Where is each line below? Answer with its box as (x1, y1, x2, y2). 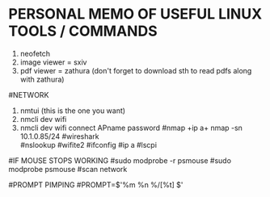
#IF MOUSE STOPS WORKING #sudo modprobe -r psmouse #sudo (8, 155, 232, 166)
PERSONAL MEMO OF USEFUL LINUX (8, 5, 263, 23)
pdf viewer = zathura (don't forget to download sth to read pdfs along (19, 65, 252, 75)
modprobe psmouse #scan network (8, 164, 128, 174)
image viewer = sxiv (19, 57, 87, 67)
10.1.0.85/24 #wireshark (19, 131, 99, 141)
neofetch (19, 48, 51, 58)
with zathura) (19, 74, 65, 84)
